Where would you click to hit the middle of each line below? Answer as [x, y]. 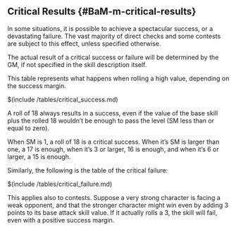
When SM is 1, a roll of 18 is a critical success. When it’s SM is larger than [113, 142]
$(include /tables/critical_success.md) [63, 99]
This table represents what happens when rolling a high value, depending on [118, 78]
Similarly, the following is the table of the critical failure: [88, 170]
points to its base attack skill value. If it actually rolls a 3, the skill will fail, [112, 212]
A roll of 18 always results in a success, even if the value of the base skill [113, 113]
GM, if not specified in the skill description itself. [77, 64]
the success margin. [37, 86]
